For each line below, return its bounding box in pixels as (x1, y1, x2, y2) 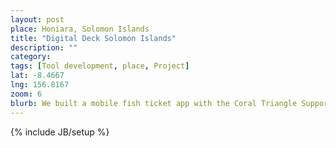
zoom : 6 (10, 89, 43, 99)
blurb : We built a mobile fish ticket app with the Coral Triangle (10, 98, 298, 108)
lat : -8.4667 (10, 71, 65, 81)
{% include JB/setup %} (10, 126, 110, 138)
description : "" (10, 42, 78, 53)
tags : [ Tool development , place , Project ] (10, 61, 190, 71)
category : (10, 52, 52, 62)
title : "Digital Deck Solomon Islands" (10, 33, 177, 43)
